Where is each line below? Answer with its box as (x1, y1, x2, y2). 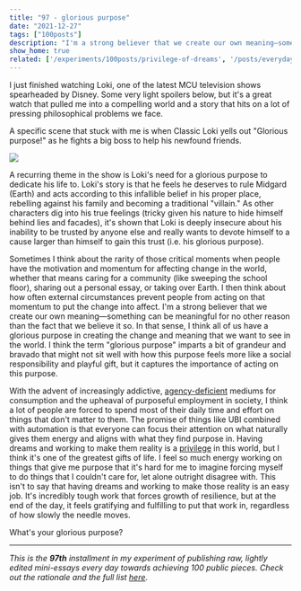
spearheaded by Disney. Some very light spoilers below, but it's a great (9, 89, 272, 100)
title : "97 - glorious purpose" (9, 13, 130, 22)
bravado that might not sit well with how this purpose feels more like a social (9, 349, 291, 359)
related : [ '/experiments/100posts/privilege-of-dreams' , (9, 55, 227, 64)
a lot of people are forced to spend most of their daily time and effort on (9, 405, 275, 415)
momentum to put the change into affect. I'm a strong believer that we (9, 302, 268, 312)
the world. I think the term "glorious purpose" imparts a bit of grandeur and (9, 340, 287, 350)
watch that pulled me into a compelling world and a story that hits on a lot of (9, 99, 290, 109)
